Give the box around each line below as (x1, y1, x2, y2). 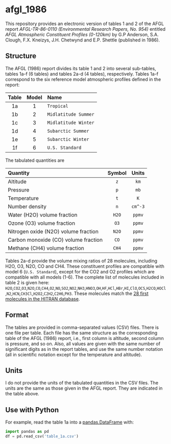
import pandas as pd (5, 429, 50, 434)
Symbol (107, 169, 127, 176)
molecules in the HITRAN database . (5, 295, 80, 302)
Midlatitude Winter (47, 119, 94, 125)
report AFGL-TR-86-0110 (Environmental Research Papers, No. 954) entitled (5, 26, 166, 32)
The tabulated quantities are (5, 157, 65, 163)
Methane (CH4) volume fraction (8, 244, 84, 251)
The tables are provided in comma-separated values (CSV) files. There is (5, 324, 159, 330)
